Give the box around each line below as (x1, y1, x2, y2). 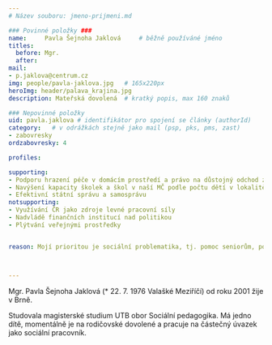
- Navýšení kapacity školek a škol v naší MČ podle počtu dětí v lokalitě (8, 183, 266, 191)
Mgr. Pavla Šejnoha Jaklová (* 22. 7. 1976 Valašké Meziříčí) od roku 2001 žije (8, 286, 264, 296)
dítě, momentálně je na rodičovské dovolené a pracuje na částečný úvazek (8, 319, 257, 329)
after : (15, 57, 38, 65)
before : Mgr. (15, 49, 60, 57)
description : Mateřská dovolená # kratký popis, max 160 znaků (8, 94, 230, 102)
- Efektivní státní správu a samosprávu (8, 191, 147, 199)
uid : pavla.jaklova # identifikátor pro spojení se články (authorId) (8, 117, 252, 125)
